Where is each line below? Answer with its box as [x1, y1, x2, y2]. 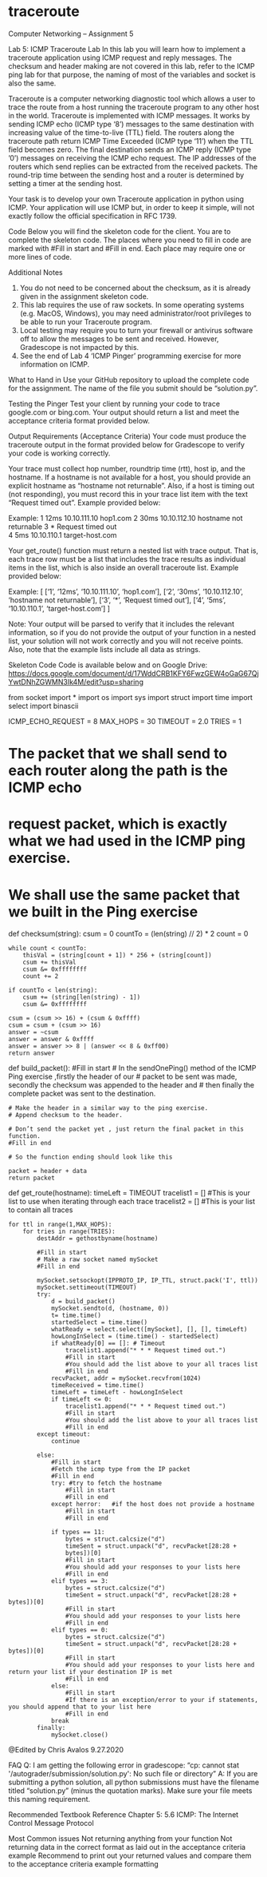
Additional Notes [8, 267, 63, 277]
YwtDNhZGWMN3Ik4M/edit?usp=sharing [8, 677, 143, 686]
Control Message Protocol [8, 1819, 94, 1828]
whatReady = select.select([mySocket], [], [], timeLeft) [50, 1326, 248, 1334]
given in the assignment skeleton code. [19, 291, 149, 301]
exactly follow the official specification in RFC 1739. [8, 211, 177, 221]
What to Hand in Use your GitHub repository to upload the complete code [8, 375, 249, 384]
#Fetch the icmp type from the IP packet [50, 1465, 191, 1473]
